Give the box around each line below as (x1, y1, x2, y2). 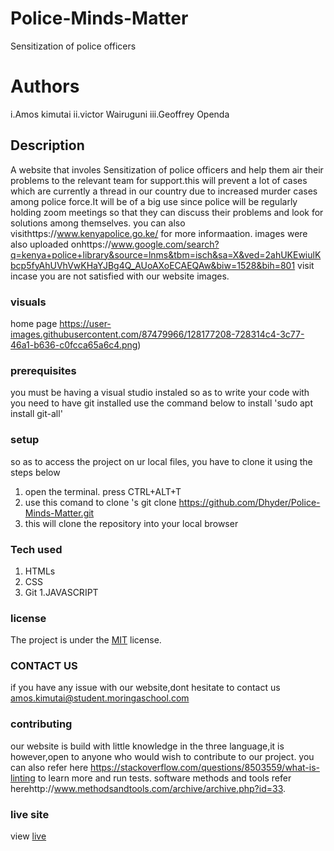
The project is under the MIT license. (10, 634, 162, 646)
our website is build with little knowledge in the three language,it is (10, 740, 285, 752)
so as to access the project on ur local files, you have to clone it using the (10, 455, 313, 467)
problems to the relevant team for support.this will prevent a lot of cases (10, 174, 308, 186)
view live (10, 830, 47, 842)
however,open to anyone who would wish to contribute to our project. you (10, 750, 315, 762)
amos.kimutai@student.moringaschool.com (10, 692, 190, 704)
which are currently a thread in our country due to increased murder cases (10, 185, 318, 197)
